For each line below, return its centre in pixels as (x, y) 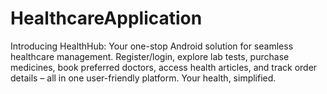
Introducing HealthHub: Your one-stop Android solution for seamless (152, 46)
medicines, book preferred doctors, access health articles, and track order (164, 67)
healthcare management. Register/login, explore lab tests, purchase (150, 56)
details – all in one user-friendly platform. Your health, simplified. (143, 78)
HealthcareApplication (106, 18)
